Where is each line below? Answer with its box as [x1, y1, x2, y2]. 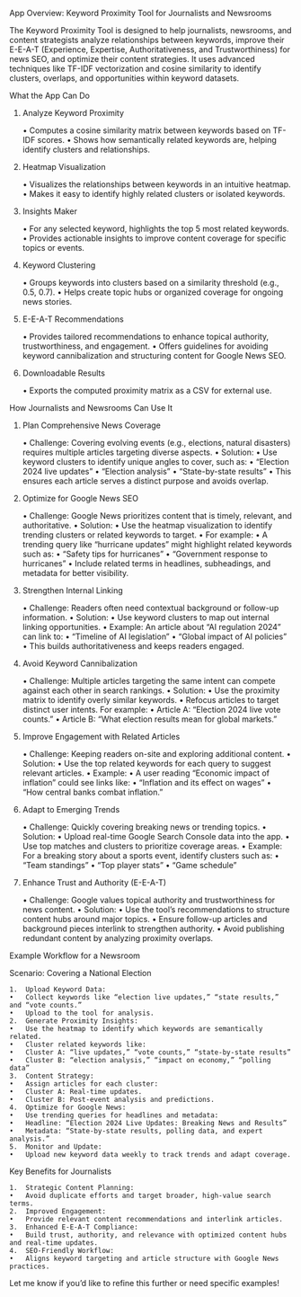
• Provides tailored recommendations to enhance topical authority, [22, 332, 270, 342]
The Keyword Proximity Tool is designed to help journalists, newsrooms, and [9, 25, 292, 35]
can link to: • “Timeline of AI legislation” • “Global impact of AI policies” [22, 631, 288, 642]
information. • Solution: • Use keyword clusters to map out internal [22, 612, 270, 623]
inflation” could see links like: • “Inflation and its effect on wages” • [22, 777, 272, 787]
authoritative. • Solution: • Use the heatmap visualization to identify [22, 520, 272, 530]
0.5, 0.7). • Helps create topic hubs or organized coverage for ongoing [22, 287, 284, 298]
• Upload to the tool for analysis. [9, 1008, 155, 1017]
